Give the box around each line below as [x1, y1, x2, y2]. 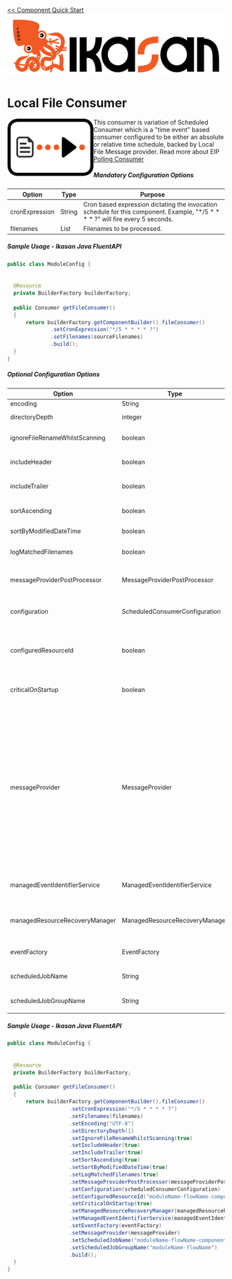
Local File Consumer [7, 95, 128, 111]
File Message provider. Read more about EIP [93, 148, 220, 156]
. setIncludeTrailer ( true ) [68, 1149, 144, 1157]
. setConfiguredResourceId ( [68, 1193, 147, 1200]
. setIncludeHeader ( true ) [68, 1142, 140, 1149]
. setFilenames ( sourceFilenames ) [50, 333, 144, 341]
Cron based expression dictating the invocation [83, 200, 217, 208]
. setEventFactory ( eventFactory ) [68, 1222, 162, 1229]
